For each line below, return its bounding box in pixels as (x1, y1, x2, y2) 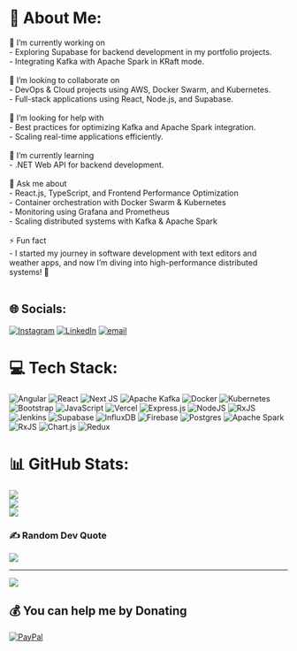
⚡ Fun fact (9, 234, 47, 246)
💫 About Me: (9, 8, 103, 28)
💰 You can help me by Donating (9, 603, 187, 618)
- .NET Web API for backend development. (9, 159, 164, 170)
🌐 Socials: (9, 302, 67, 317)
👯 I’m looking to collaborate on (9, 74, 120, 85)
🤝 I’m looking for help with (9, 112, 104, 123)
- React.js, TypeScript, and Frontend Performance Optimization (9, 188, 239, 198)
